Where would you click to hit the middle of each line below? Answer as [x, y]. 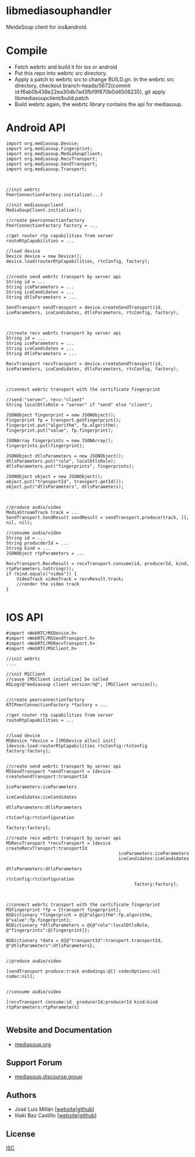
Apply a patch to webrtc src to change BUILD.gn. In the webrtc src [94, 79]
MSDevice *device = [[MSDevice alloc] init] [61, 741]
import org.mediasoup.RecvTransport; [52, 159]
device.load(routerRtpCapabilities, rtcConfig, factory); [78, 261]
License [21, 1134]
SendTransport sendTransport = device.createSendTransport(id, [85, 307]
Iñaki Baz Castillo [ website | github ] [55, 1115]
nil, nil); [19, 522]
